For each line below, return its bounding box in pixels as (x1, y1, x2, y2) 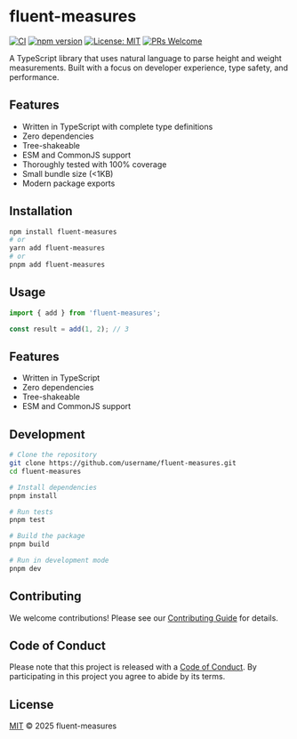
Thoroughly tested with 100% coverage (21, 158, 167, 170)
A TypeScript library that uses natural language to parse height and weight (9, 52, 282, 63)
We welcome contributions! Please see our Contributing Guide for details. (9, 612, 278, 623)
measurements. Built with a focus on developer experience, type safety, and (9, 62, 289, 73)
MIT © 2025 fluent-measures (9, 720, 117, 731)
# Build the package (9, 532, 86, 541)
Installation (9, 204, 73, 219)
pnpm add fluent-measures (9, 261, 105, 269)
